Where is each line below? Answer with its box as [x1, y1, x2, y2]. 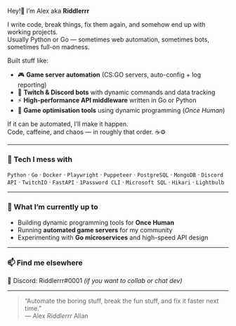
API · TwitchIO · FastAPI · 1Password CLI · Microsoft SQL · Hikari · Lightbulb [7, 178, 225, 187]
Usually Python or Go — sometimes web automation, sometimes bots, [7, 35, 209, 44]
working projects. [7, 28, 58, 36]
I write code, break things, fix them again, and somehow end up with [7, 20, 206, 28]
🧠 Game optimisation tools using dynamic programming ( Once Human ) [17, 106, 225, 114]
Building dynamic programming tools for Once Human [17, 218, 174, 227]
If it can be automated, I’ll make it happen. [7, 120, 129, 128]
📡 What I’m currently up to [7, 202, 98, 212]
